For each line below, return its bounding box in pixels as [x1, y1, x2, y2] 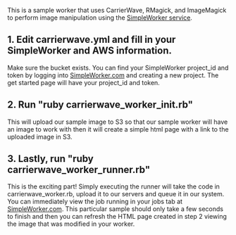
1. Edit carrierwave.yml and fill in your [7, 34, 176, 46]
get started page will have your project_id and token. [7, 78, 160, 87]
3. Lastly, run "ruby [7, 153, 94, 165]
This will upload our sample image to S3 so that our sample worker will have [7, 118, 228, 126]
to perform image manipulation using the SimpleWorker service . [7, 13, 192, 22]
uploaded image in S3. [7, 132, 73, 141]
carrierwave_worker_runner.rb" [7, 164, 151, 176]
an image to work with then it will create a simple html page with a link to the [7, 125, 229, 133]
